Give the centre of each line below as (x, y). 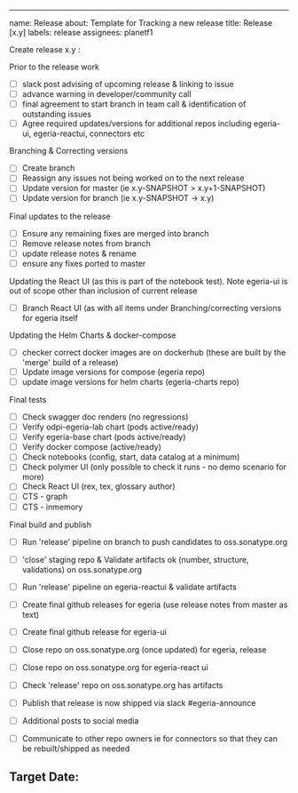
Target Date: (44, 777)
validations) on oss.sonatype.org (82, 569)
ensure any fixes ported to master (84, 263)
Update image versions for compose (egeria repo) (114, 372)
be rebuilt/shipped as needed (76, 749)
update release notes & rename (79, 253)
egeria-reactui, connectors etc (89, 133)
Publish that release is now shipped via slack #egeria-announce (139, 703)
